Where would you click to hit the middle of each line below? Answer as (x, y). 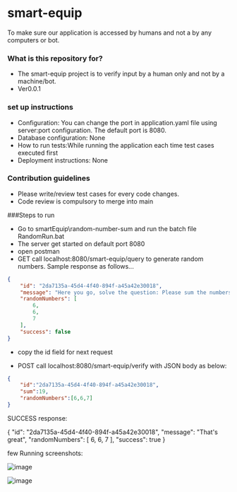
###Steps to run (31, 215)
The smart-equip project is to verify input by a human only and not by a (121, 74)
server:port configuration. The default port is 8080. (92, 130)
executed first (38, 153)
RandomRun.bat (41, 236)
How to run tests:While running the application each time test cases (116, 145)
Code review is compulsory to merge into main (85, 201)
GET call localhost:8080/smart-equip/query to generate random (110, 259)
